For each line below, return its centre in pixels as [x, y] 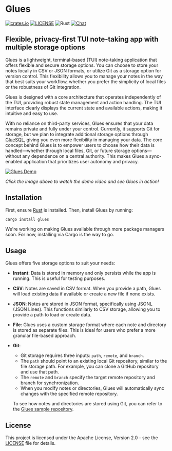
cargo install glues [27, 219]
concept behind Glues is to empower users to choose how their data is [80, 145]
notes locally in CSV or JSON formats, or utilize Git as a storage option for [83, 70]
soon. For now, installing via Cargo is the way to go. [60, 235]
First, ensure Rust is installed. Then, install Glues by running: [69, 210]
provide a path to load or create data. [52, 315]
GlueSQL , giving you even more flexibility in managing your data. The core [84, 140]
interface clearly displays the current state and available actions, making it [84, 108]
